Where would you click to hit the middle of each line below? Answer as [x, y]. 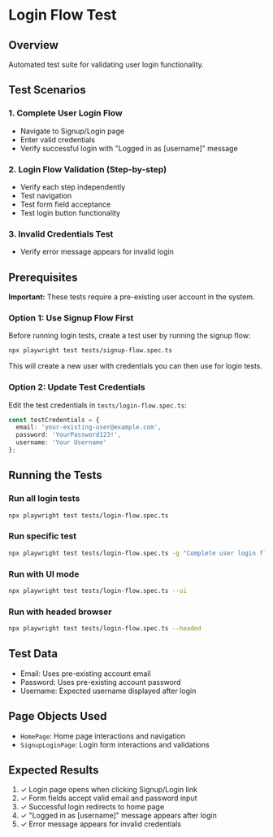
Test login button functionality [70, 212]
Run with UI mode [44, 573]
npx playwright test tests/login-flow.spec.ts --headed [105, 629]
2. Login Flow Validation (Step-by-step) [88, 169]
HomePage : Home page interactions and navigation [102, 736]
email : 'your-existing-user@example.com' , [89, 427]
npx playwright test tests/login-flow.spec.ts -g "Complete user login [132, 553]
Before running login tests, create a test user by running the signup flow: [130, 336]
